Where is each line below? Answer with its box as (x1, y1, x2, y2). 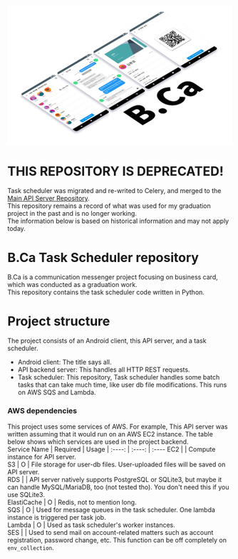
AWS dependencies (7, 406, 78, 416)
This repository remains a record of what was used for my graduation (7, 202, 212, 210)
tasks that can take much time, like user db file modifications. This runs (17, 380, 227, 390)
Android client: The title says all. (17, 358, 112, 367)
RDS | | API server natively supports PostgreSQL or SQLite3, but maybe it (7, 475, 222, 484)
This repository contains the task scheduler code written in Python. (7, 288, 205, 297)
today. (7, 224, 26, 233)
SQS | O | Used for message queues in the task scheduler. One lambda (7, 505, 216, 514)
